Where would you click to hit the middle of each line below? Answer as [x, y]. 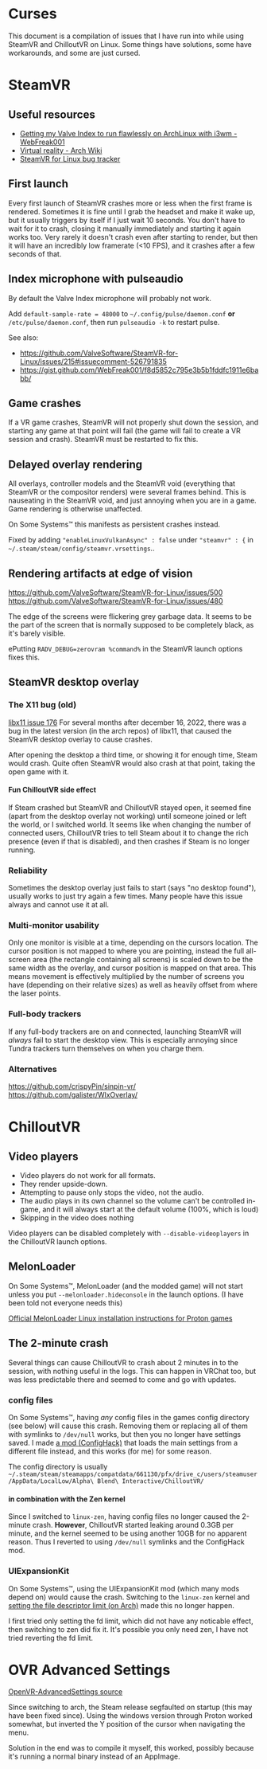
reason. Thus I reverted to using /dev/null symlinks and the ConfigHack [126, 1542]
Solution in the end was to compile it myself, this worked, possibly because [131, 1748]
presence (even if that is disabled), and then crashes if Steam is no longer [129, 841]
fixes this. [24, 657]
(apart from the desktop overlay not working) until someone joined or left [128, 816]
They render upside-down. [64, 1184]
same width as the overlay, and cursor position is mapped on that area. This [132, 968]
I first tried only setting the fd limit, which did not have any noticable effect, [131, 1621]
